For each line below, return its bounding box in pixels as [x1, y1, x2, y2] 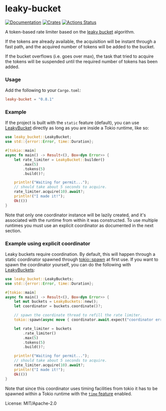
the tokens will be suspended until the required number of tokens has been [5, 58, 158, 64]
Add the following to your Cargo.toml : [5, 87, 82, 93]
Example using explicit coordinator [5, 240, 90, 247]
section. [5, 228, 22, 234]
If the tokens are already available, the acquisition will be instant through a [5, 38, 156, 44]
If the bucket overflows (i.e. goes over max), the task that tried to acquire [5, 53, 154, 59]
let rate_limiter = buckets [14, 326, 72, 331]
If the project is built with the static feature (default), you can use [5, 120, 139, 126]
